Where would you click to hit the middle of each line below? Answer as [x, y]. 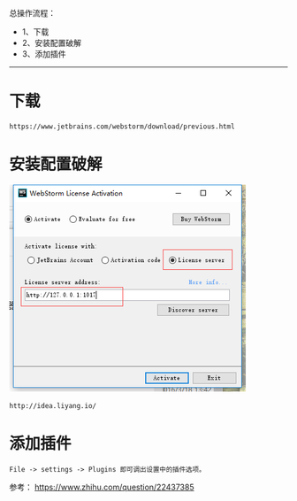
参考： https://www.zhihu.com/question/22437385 [102, 487]
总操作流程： [32, 13]
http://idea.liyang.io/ [53, 405]
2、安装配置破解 [52, 43]
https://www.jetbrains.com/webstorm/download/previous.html [122, 127]
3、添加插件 [44, 54]
